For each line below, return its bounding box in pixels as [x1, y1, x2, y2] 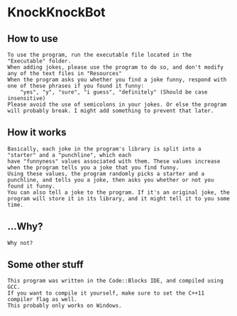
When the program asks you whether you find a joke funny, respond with [7, 76, 227, 83]
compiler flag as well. [7, 296, 78, 303]
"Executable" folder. [7, 58, 72, 65]
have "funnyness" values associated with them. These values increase [7, 158, 221, 165]
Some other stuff [7, 258, 84, 271]
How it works [7, 126, 67, 138]
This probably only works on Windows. [7, 303, 122, 310]
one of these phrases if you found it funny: [7, 82, 144, 89]
